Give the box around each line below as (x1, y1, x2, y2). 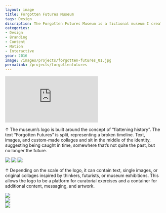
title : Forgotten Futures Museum (5, 12, 74, 17)
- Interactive (5, 48, 35, 53)
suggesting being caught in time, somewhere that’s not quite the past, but (5, 142, 155, 148)
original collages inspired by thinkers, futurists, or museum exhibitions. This (5, 172, 159, 178)
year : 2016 (5, 53, 28, 58)
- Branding (5, 35, 28, 40)
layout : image (5, 7, 35, 12)
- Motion (5, 44, 23, 49)
